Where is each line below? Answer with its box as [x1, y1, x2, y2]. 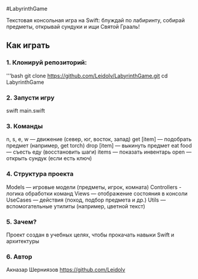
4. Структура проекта [6, 170, 74, 178]
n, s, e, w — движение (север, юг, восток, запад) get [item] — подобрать [6, 136, 192, 143]
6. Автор [6, 252, 32, 260]
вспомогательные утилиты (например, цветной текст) [6, 202, 146, 209]
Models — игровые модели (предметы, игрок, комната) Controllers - [6, 183, 182, 191]
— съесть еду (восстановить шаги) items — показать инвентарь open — [6, 148, 192, 155]
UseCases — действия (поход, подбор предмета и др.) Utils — [6, 196, 166, 203]
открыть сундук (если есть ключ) [6, 155, 92, 162]
